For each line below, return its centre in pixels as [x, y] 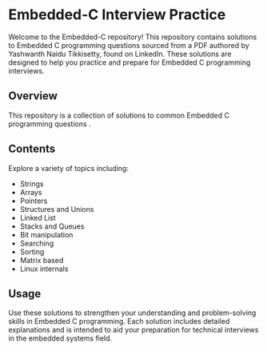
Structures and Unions [57, 209]
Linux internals [44, 269]
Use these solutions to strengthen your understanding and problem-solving [132, 313]
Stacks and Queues [52, 226]
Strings [32, 183]
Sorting [32, 251]
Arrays [31, 192]
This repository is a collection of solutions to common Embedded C [119, 115]
